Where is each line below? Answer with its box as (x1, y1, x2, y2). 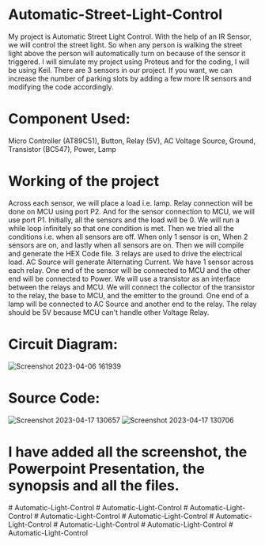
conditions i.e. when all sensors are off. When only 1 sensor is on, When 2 (8, 232, 248, 241)
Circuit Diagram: (8, 335, 119, 353)
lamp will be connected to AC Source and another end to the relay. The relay (8, 299, 257, 308)
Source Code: (8, 389, 100, 407)
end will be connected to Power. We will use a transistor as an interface (8, 274, 241, 283)
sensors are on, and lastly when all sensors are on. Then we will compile (8, 240, 244, 250)
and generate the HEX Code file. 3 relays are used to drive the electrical (8, 248, 243, 258)
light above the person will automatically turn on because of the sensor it (8, 48, 246, 58)
